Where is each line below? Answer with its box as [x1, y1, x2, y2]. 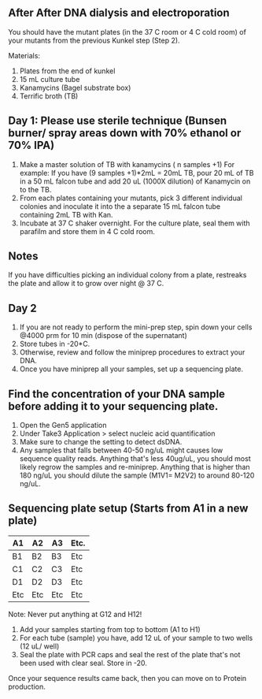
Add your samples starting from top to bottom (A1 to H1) [19, 624, 201, 634]
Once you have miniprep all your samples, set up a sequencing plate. [19, 364, 244, 374]
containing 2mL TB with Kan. [19, 210, 113, 219]
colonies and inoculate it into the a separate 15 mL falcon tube [19, 201, 221, 211]
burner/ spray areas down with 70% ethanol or [8, 126, 242, 140]
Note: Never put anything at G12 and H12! [8, 609, 142, 619]
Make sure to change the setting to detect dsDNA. [19, 437, 183, 447]
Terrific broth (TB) [19, 91, 79, 101]
